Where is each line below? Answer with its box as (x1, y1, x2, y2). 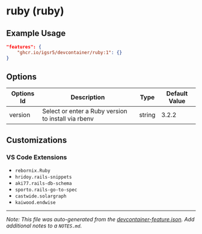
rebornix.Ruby (14, 168, 50, 174)
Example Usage (6, 28, 66, 38)
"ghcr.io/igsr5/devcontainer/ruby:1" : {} (17, 49, 122, 55)
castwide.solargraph (14, 193, 67, 199)
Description (70, 93, 105, 101)
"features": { (6, 44, 42, 50)
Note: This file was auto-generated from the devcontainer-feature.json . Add (6, 216, 195, 223)
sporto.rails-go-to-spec (14, 187, 78, 193)
